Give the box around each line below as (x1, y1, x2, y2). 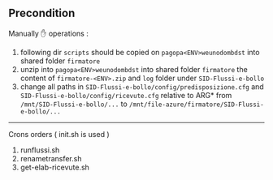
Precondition (8, 6, 76, 20)
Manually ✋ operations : (8, 28, 89, 38)
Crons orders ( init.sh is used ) (8, 129, 110, 139)
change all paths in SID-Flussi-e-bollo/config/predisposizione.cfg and (19, 81, 264, 92)
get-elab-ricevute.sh (19, 162, 89, 172)
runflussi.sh (19, 145, 60, 155)
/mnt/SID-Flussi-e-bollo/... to (19, 99, 128, 109)
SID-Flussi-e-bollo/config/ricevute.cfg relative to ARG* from (19, 90, 232, 100)
